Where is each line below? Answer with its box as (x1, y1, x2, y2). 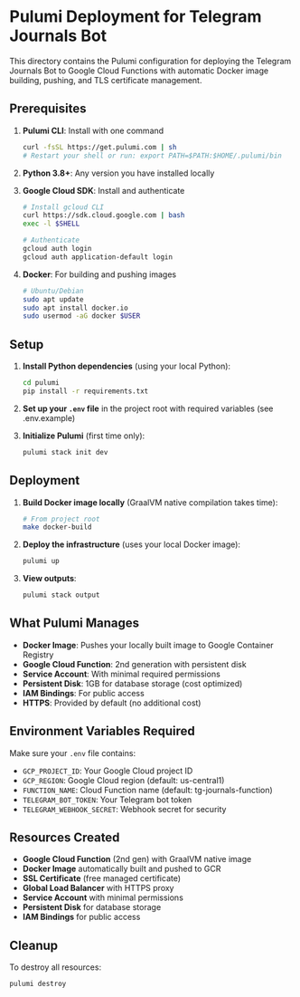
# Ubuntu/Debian (22, 286, 84, 295)
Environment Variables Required (9, 724, 196, 739)
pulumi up (22, 557, 61, 566)
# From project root (22, 514, 100, 523)
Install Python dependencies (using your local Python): (22, 360, 231, 372)
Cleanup (9, 937, 59, 953)
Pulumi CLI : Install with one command (22, 125, 164, 136)
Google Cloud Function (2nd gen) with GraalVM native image (22, 854, 252, 865)
